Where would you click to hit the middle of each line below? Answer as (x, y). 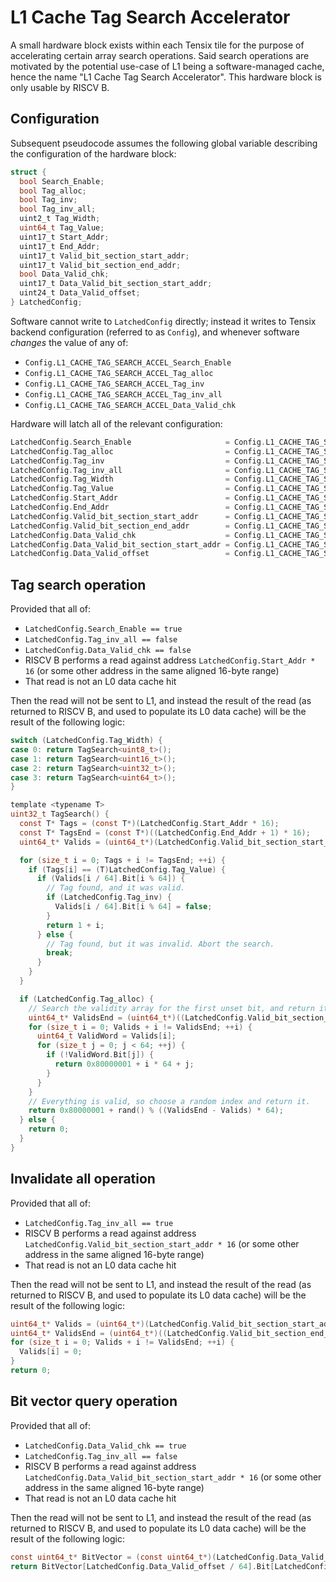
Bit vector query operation (94, 1401)
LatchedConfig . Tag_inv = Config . (138, 461)
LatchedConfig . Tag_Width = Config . (138, 479)
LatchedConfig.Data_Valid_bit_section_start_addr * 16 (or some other (173, 1477)
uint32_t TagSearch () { (60, 814)
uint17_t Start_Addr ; (64, 237)
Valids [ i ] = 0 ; (51, 1352)
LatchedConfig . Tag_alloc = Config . (138, 451)
